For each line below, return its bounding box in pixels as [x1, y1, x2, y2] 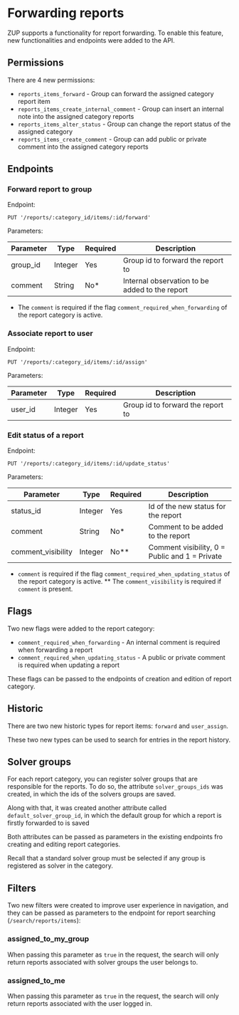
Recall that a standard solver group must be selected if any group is [7, 854, 206, 863]
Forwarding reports [7, 5, 124, 21]
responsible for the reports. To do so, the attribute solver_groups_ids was [7, 782, 223, 791]
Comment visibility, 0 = [148, 542, 225, 552]
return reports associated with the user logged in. [7, 999, 153, 1008]
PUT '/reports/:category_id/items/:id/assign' [7, 358, 148, 366]
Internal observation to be [123, 276, 210, 286]
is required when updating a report [17, 661, 119, 669]
